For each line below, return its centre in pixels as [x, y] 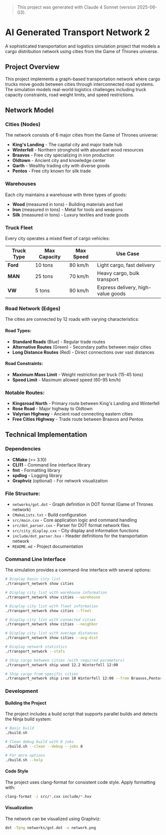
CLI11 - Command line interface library [51, 465]
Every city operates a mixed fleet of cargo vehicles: [58, 238]
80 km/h [79, 265]
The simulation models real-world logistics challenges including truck [76, 89]
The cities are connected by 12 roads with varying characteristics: [72, 319]
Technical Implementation [46, 435]
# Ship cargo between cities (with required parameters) [65, 660]
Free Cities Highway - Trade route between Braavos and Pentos [78, 419]
